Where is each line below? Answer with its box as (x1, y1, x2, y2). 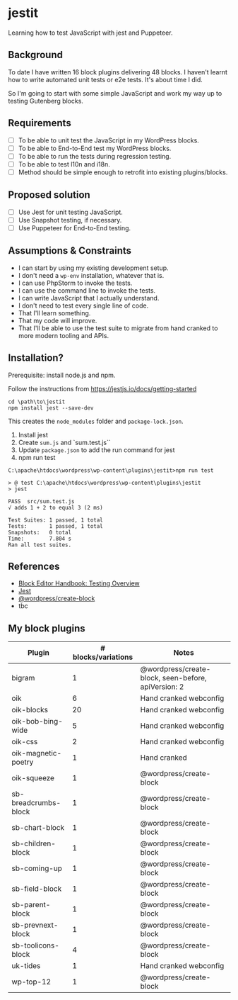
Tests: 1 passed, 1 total (8, 522, 103, 529)
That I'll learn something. (18, 308, 91, 317)
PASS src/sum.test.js (8, 498, 75, 505)
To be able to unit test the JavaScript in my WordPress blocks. (18, 136, 200, 145)
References (8, 560, 60, 572)
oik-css (11, 737, 38, 747)
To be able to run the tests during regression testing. (18, 152, 172, 160)
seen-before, (162, 673, 207, 683)
